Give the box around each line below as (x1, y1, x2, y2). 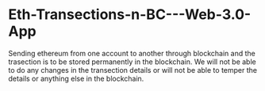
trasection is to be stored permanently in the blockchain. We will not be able (8, 57, 256, 66)
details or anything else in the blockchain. (8, 74, 144, 83)
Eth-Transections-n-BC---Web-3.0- (8, 6, 252, 24)
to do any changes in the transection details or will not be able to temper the (8, 65, 258, 74)
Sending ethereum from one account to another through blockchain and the (8, 48, 255, 58)
